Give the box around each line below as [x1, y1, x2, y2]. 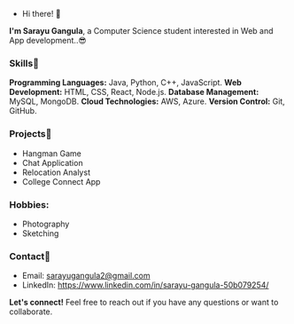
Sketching [21, 227, 59, 239]
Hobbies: [9, 198, 50, 210]
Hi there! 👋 [21, 9, 61, 19]
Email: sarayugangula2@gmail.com [21, 271, 151, 281]
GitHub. [9, 106, 37, 116]
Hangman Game [21, 147, 81, 159]
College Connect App [21, 176, 101, 186]
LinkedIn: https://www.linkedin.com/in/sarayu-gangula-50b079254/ [21, 280, 269, 290]
